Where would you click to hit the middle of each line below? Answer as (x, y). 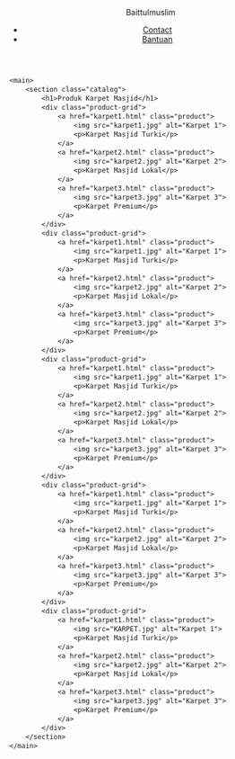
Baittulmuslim (151, 12)
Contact (157, 30)
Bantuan (157, 39)
